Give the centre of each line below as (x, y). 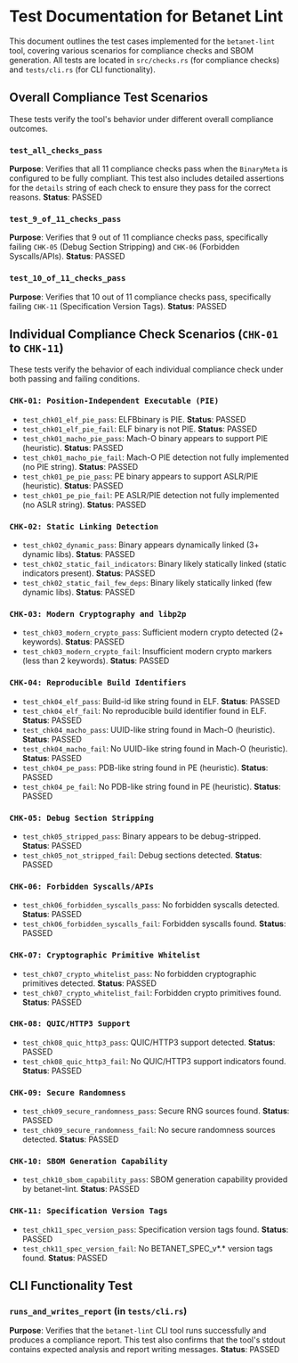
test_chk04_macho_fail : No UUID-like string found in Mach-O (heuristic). (155, 748)
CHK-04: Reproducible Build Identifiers (98, 683)
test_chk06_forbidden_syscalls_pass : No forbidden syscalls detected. (151, 905)
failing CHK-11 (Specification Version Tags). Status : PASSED (118, 306)
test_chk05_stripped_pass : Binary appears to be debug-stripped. (141, 836)
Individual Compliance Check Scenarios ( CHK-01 (144, 335)
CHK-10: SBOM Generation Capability (89, 1162)
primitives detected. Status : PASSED (89, 983)
